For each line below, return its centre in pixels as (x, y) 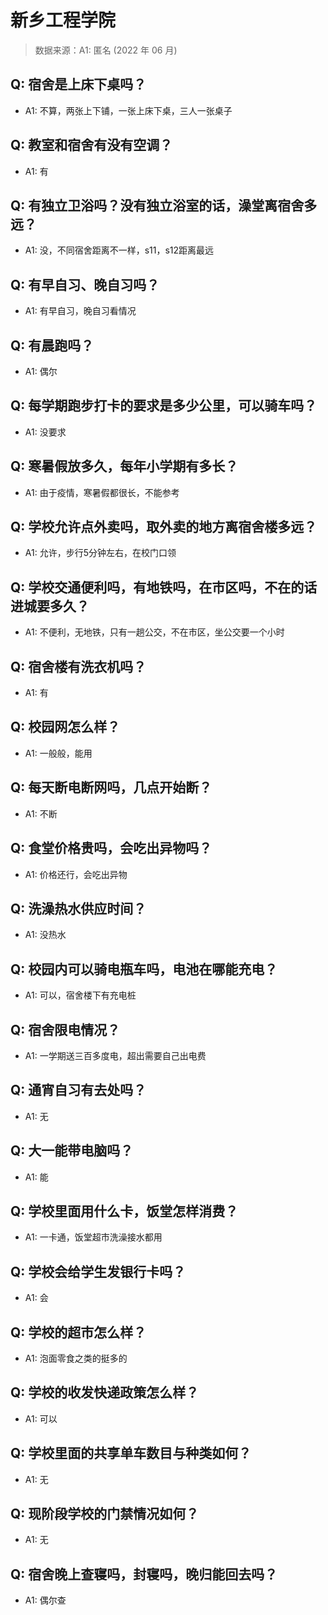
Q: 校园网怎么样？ (65, 727)
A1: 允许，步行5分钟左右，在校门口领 (100, 553)
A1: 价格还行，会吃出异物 (76, 874)
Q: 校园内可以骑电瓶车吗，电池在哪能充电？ (144, 969)
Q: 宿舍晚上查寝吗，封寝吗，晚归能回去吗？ (144, 1574)
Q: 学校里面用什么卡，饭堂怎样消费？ (124, 1211)
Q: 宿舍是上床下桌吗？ (78, 84)
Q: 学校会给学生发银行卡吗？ (98, 1271)
